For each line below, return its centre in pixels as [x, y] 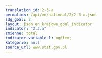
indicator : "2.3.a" [26, 29]
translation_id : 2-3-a [29, 10]
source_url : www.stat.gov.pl [36, 47]
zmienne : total [21, 33]
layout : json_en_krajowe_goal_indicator [49, 24]
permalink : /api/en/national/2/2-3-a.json [51, 15]
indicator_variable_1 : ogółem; [39, 38]
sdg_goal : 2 [18, 19]
